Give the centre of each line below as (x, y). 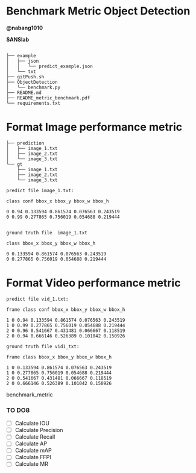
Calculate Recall (35, 437)
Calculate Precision (39, 430)
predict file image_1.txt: (40, 190)
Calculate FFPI (33, 457)
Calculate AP (31, 443)
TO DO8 (18, 410)
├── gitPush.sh (25, 77)
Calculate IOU (32, 424)
